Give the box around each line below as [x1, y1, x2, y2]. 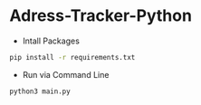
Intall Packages [22, 35, 80, 46]
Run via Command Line [22, 69, 110, 80]
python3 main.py [9, 87, 71, 96]
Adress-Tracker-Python [9, 5, 193, 26]
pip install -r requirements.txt [9, 52, 136, 62]
